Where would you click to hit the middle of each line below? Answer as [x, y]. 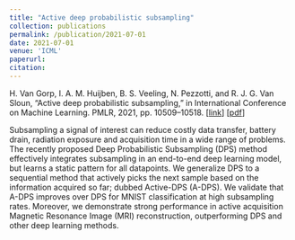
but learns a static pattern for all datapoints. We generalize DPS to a [134, 168]
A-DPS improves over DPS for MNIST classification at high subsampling [142, 196]
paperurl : [28, 59]
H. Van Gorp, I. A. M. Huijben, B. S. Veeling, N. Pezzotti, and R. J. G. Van [142, 93]
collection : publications [57, 26]
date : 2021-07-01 [42, 43]
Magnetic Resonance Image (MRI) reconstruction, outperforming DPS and [146, 216]
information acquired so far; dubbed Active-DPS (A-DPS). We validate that [147, 187]
